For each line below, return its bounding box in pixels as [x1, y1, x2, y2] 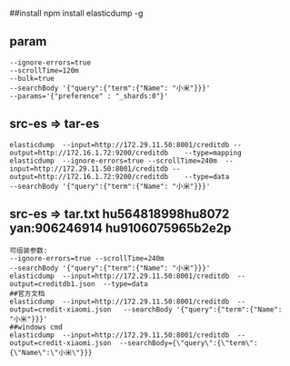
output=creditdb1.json [9, 280, 95, 289]
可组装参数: [9, 246, 48, 255]
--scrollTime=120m [9, 65, 79, 75]
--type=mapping [184, 148, 243, 157]
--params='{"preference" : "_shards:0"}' [9, 91, 169, 101]
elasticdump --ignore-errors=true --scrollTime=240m [9, 156, 218, 165]
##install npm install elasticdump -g [9, 8, 144, 18]
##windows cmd [9, 322, 64, 332]
